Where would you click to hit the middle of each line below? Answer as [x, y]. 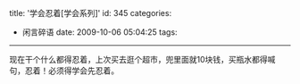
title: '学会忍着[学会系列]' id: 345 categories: [91, 13]
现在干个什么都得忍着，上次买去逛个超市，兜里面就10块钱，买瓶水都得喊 [142, 59]
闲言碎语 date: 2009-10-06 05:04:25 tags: [100, 32]
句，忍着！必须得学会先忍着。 [64, 71]
